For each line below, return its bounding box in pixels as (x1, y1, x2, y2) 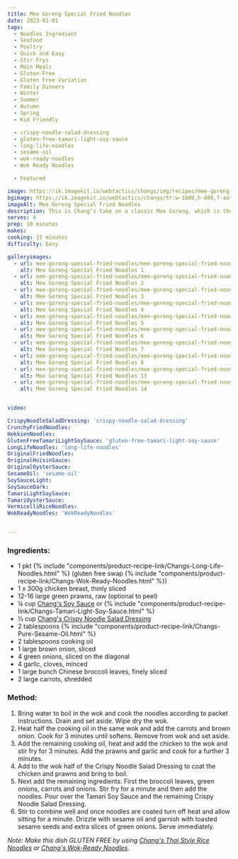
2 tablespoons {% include (17, 622, 93, 631)
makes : (7, 227, 27, 234)
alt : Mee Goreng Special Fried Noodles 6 (20, 333, 144, 340)
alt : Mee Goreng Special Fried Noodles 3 (20, 293, 144, 300)
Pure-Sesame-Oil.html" (17, 630, 86, 638)
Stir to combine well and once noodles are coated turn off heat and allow (17, 807, 230, 816)
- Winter (13, 90, 40, 97)
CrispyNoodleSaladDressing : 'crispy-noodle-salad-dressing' (7, 417, 189, 424)
